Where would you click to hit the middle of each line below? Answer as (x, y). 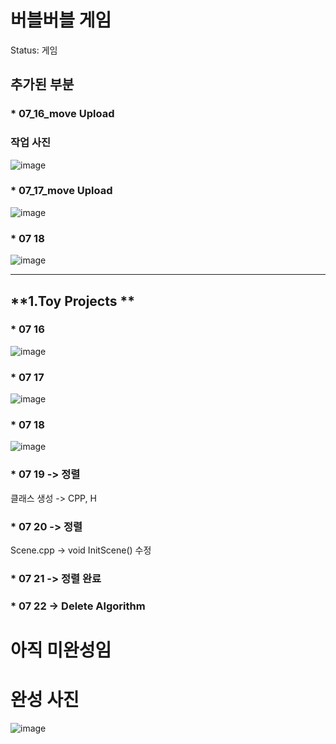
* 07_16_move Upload (62, 114)
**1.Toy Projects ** (72, 301)
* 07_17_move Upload (61, 191)
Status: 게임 (34, 50)
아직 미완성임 (61, 650)
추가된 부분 (42, 84)
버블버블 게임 (61, 20)
